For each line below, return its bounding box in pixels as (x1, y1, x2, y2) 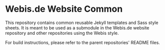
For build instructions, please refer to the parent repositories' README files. (5, 39, 160, 45)
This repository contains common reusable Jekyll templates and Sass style (5, 20, 159, 25)
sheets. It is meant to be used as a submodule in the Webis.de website (5, 25, 150, 30)
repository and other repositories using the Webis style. (5, 30, 119, 36)
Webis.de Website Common (5, 3, 123, 15)
